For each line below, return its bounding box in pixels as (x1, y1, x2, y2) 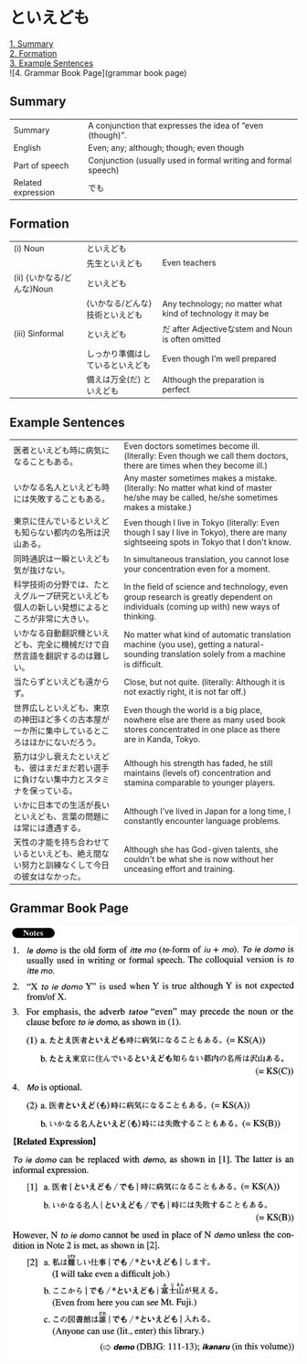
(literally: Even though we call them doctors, (123, 450, 289, 461)
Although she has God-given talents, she (123, 844, 279, 855)
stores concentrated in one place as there (123, 723, 281, 735)
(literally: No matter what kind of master (123, 483, 272, 494)
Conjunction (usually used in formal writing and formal (88, 155, 292, 165)
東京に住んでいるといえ (13, 516, 102, 527)
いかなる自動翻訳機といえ (13, 627, 110, 639)
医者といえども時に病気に (13, 444, 110, 456)
